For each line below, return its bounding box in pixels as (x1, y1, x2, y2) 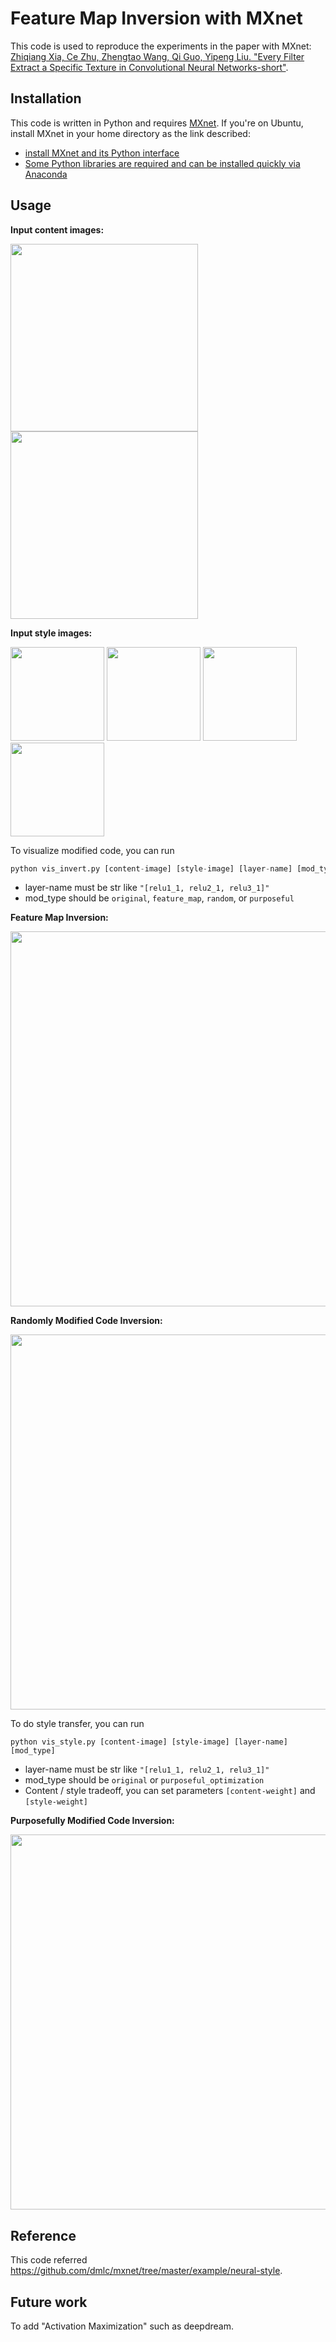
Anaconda (24, 168, 68, 180)
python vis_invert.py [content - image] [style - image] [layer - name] (10, 863, 293, 874)
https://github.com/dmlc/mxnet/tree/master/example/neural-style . (10, 2265, 283, 2277)
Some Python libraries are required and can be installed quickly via (24, 157, 301, 169)
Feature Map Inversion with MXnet (10, 7, 303, 30)
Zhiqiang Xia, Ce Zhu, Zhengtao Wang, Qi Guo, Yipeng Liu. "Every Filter (10, 50, 305, 62)
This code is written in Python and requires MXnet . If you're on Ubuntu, (10, 117, 304, 129)
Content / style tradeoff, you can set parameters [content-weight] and (24, 1785, 316, 1797)
